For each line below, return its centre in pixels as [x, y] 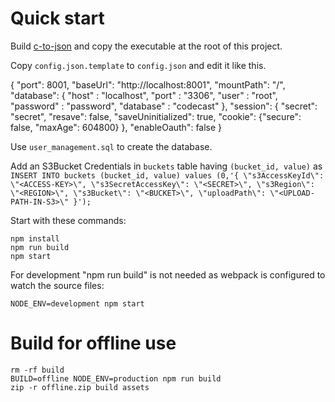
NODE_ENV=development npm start [77, 303]
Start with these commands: [68, 220]
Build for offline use [93, 343]
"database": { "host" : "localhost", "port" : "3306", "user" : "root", [144, 95]
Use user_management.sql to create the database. [111, 146]
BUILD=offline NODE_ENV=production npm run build [116, 378]
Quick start [57, 18]
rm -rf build [37, 370]
